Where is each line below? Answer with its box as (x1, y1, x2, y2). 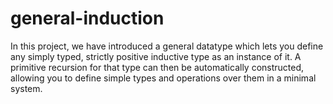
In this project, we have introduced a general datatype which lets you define (10, 40, 324, 52)
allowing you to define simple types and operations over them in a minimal (10, 72, 317, 84)
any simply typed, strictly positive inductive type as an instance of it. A (10, 50, 302, 62)
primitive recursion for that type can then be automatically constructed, (10, 61, 305, 73)
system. (10, 82, 43, 94)
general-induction (10, 7, 165, 30)
